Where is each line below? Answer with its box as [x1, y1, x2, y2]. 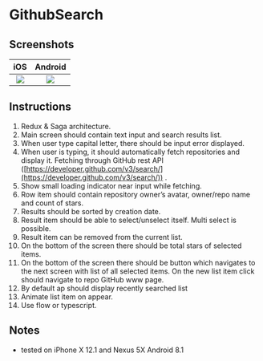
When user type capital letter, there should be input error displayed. [20, 138, 245, 148]
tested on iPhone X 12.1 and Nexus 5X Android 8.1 [20, 345, 184, 355]
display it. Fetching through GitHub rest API [20, 155, 164, 165]
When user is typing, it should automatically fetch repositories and [20, 147, 240, 156]
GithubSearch [9, 6, 103, 24]
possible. [20, 223, 51, 233]
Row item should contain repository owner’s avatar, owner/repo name [20, 189, 251, 199]
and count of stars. [20, 198, 84, 208]
